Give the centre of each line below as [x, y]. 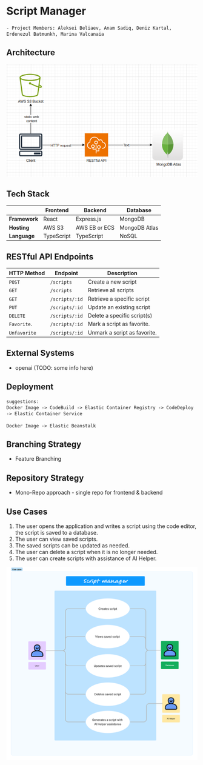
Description [122, 273]
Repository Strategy [45, 478]
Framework [23, 219]
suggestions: [23, 401]
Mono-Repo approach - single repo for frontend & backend [89, 493]
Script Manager [46, 11]
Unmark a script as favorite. [122, 332]
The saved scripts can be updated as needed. [72, 546]
